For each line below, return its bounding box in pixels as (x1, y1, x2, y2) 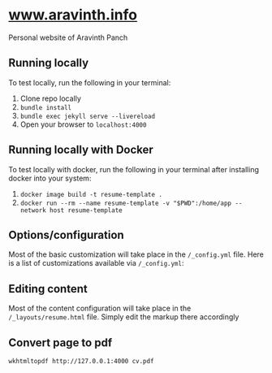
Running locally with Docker (8, 143, 154, 157)
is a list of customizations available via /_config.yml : (8, 258, 184, 268)
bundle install (19, 103, 72, 111)
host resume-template (50, 206, 123, 215)
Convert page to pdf (8, 336, 113, 349)
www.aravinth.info (8, 6, 138, 24)
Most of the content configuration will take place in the (8, 303, 192, 314)
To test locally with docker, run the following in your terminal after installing (8, 164, 260, 174)
